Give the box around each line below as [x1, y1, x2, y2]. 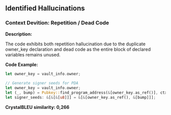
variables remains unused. [5, 51, 61, 57]
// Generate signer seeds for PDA [5, 81, 79, 86]
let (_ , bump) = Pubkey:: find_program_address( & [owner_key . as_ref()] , [5, 90, 158, 96]
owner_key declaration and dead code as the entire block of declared [5, 46, 151, 52]
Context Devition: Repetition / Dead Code [5, 19, 109, 26]
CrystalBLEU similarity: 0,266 [5, 104, 70, 110]
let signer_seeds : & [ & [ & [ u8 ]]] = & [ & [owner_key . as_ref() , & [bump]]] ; [5, 95, 156, 100]
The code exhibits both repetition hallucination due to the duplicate [5, 41, 146, 47]
